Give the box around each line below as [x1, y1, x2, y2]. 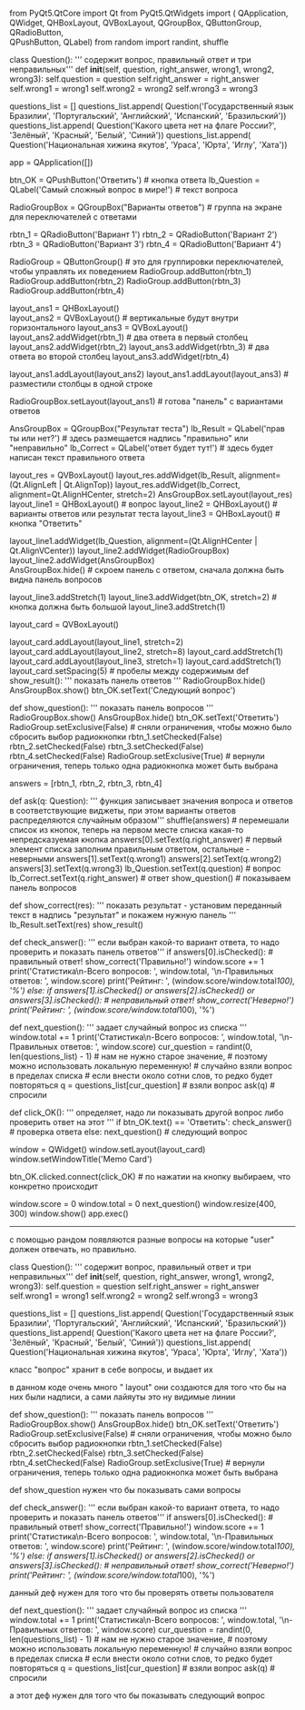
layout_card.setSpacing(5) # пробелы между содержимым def [9, 666, 250, 676]
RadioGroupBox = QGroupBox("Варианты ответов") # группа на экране [9, 202, 283, 213]
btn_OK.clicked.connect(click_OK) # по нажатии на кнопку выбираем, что [9, 1171, 291, 1181]
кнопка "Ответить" [9, 518, 83, 529]
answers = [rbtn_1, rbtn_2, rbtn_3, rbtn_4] [9, 778, 162, 788]
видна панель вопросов [9, 574, 103, 585]
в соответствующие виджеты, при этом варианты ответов [9, 806, 236, 815]
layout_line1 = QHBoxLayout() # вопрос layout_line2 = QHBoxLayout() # [9, 499, 279, 509]
